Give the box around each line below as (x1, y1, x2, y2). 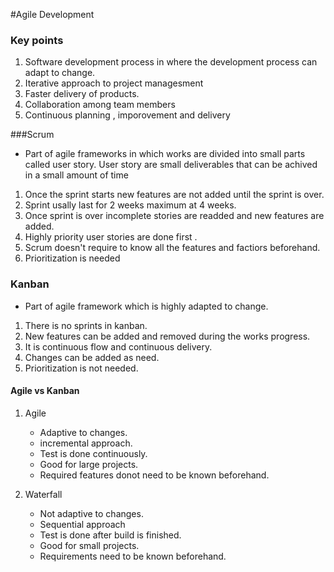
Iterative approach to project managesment (24, 77, 204, 89)
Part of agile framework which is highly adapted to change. (24, 300, 269, 312)
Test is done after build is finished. (39, 529, 182, 541)
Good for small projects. (39, 539, 140, 551)
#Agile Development (10, 9, 95, 20)
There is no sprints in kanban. (24, 319, 148, 331)
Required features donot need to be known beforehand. (39, 469, 270, 481)
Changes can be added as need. (24, 351, 160, 363)
